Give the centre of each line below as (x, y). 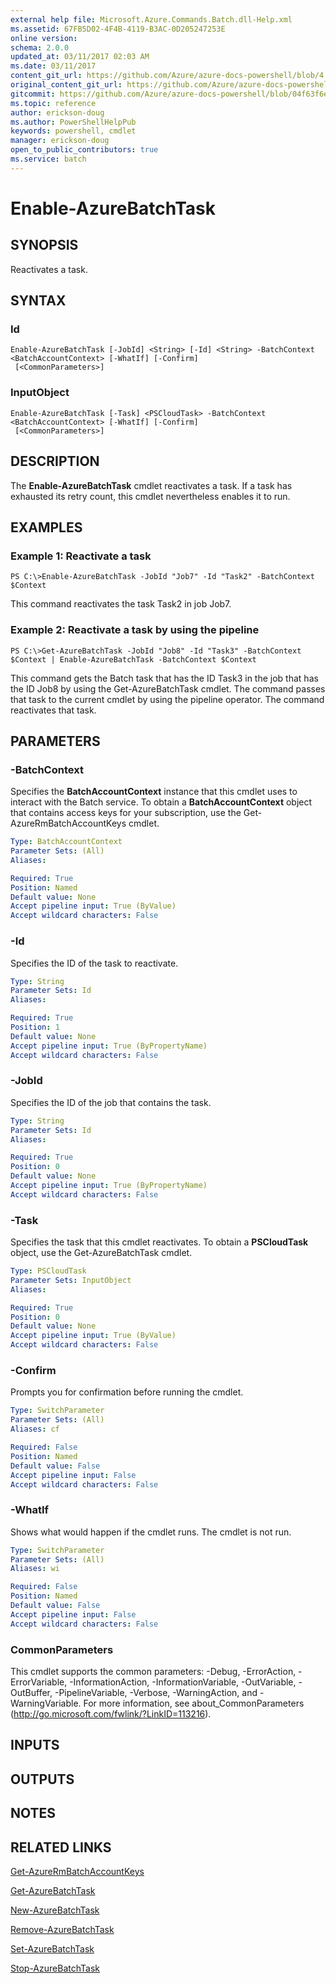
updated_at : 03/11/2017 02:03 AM (80, 57)
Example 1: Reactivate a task (81, 556)
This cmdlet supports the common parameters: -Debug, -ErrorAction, (153, 1671)
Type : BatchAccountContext (66, 842)
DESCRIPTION (55, 461)
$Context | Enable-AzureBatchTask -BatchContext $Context (133, 659)
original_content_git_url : (66, 85)
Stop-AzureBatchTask (55, 1968)
